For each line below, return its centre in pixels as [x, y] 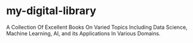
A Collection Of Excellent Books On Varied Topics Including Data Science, [97, 27]
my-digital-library [51, 11]
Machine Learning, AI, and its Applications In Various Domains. [83, 33]
